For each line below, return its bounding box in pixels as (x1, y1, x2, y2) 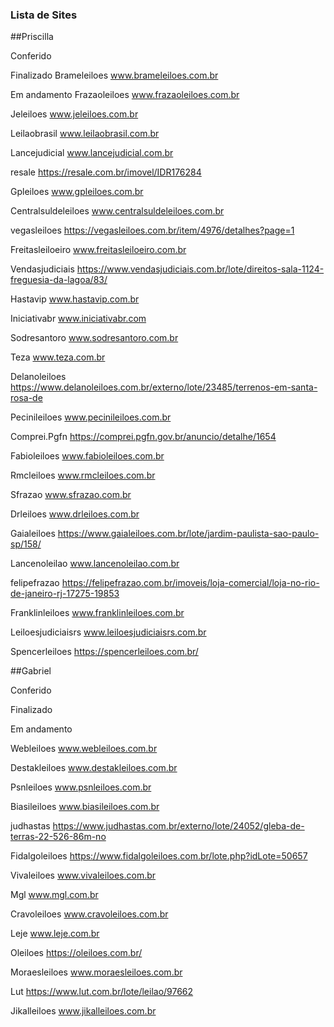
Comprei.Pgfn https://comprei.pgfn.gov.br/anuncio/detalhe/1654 (10, 431, 277, 443)
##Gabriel (10, 665, 52, 677)
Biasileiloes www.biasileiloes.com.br (10, 801, 160, 813)
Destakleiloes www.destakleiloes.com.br (10, 762, 178, 774)
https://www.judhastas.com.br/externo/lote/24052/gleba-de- (52, 820, 305, 832)
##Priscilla (10, 31, 54, 43)
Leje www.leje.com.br (10, 928, 100, 940)
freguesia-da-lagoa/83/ (10, 274, 108, 286)
